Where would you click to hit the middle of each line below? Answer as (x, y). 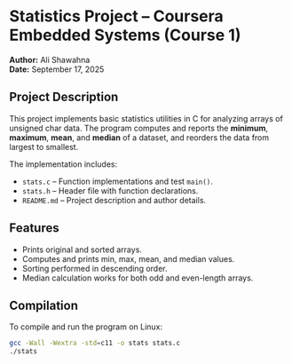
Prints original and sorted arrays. (82, 249)
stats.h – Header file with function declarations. (110, 190)
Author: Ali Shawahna (50, 59)
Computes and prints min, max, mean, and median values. (128, 258)
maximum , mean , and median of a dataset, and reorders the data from (139, 137)
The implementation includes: (63, 164)
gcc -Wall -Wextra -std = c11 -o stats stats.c (95, 344)
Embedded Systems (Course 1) (125, 35)
